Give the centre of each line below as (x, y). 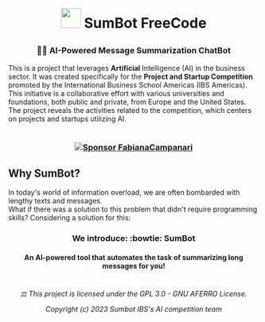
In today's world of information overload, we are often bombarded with (124, 192)
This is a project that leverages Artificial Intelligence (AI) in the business (127, 68)
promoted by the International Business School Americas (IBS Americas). (128, 85)
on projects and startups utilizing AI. (68, 118)
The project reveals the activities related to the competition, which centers (130, 110)
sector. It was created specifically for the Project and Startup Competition (131, 76)
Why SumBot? (45, 173)
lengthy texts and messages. (55, 201)
